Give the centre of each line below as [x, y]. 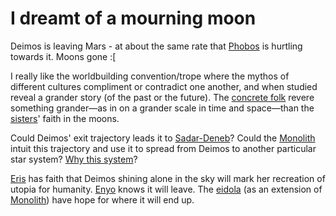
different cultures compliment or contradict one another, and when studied [164, 86]
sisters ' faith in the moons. [65, 118]
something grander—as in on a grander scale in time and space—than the [162, 108]
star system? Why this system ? [74, 159]
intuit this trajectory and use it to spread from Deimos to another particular [163, 148]
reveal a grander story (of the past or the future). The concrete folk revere [162, 97]
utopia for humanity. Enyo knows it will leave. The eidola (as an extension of [166, 189]
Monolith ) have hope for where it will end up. [102, 199]
